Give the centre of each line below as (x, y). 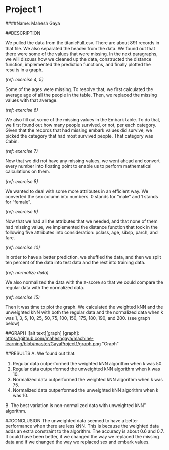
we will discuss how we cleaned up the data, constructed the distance (78, 59)
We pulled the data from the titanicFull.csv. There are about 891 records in (82, 43)
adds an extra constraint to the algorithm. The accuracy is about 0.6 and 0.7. (85, 431)
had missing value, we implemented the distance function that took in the (81, 227)
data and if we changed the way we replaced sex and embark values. (78, 442)
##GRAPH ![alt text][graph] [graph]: (43, 333)
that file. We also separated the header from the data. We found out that (80, 48)
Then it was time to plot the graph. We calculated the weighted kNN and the (84, 307)
